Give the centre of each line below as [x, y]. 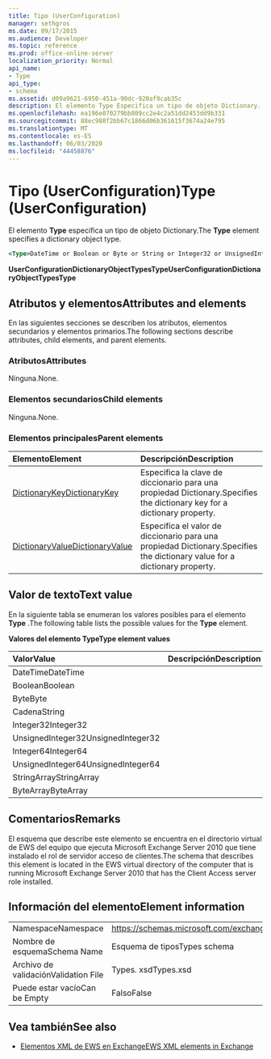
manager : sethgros [39, 23]
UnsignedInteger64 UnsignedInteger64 [86, 764]
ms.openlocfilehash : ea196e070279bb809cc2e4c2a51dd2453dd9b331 [117, 114]
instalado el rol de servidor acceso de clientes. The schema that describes [131, 855]
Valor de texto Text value [71, 595]
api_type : [25, 83]
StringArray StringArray [56, 777]
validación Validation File [58, 975]
